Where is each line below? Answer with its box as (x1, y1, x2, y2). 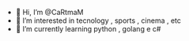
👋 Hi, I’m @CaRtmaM (15, 8, 84, 17)
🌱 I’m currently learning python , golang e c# (15, 24, 161, 33)
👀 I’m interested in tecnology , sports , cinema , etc (15, 16, 182, 25)
